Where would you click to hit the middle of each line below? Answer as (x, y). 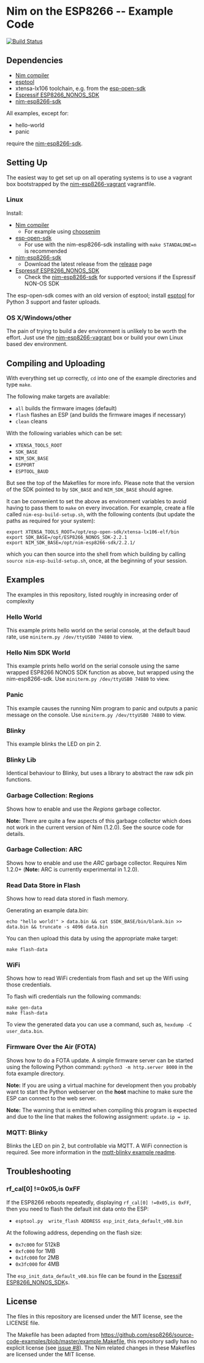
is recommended (46, 251)
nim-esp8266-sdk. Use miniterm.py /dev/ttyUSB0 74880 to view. (88, 679)
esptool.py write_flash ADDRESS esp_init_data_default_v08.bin (99, 1221)
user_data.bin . (25, 1031)
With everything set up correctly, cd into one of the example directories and (102, 378)
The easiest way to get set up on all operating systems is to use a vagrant (99, 177)
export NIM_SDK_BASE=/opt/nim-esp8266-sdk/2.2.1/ (71, 543)
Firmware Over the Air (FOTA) (51, 1047)
